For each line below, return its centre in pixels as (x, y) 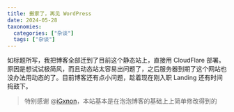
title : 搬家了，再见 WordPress (49, 14)
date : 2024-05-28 (32, 20)
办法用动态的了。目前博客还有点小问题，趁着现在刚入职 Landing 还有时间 (118, 78)
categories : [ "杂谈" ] (44, 33)
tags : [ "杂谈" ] (34, 40)
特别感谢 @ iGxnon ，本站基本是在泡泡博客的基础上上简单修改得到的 (120, 101)
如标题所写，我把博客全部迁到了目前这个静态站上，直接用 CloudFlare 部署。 (116, 61)
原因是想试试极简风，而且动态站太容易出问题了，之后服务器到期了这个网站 (114, 69)
